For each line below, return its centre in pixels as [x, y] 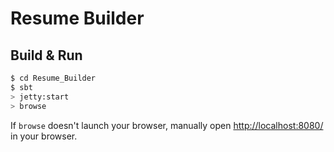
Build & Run [46, 55]
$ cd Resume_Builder [53, 78]
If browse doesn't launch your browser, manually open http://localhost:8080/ [167, 125]
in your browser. [44, 136]
